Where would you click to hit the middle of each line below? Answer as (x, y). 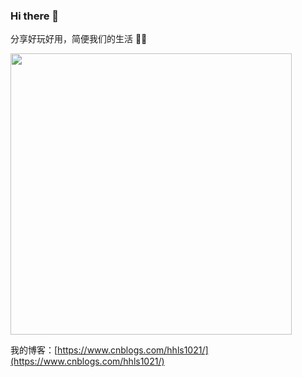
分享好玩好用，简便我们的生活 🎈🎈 (79, 39)
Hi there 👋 (35, 16)
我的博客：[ (34, 350)
